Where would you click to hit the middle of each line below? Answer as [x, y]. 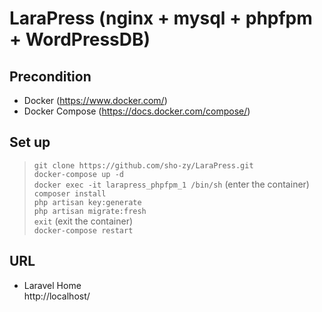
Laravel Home [52, 285]
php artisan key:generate [87, 202]
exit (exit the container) [83, 221]
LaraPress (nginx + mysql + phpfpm [161, 18]
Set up [30, 142]
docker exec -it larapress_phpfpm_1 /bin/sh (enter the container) [171, 184]
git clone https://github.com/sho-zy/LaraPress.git [143, 165]
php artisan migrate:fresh [90, 211]
